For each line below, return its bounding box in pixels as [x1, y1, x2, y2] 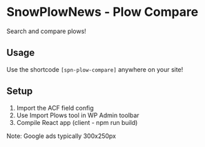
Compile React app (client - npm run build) [16, 118, 138, 126]
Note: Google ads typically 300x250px [6, 132, 117, 140]
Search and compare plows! [6, 27, 87, 35]
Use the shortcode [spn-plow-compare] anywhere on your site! [6, 65, 184, 73]
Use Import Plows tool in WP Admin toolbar [16, 111, 139, 119]
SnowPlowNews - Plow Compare [6, 4, 199, 20]
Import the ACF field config [16, 104, 94, 112]
